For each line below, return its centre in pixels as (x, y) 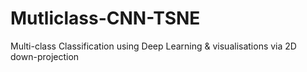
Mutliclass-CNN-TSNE (105, 18)
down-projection (45, 56)
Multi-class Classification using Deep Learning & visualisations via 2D (153, 46)
